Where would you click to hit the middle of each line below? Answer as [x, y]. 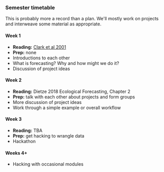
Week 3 [13, 119]
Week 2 [13, 80]
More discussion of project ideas [47, 102]
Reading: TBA [28, 130]
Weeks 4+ [16, 153]
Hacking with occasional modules [48, 164]
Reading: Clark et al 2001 [39, 47]
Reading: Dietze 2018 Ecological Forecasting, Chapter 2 [72, 91]
